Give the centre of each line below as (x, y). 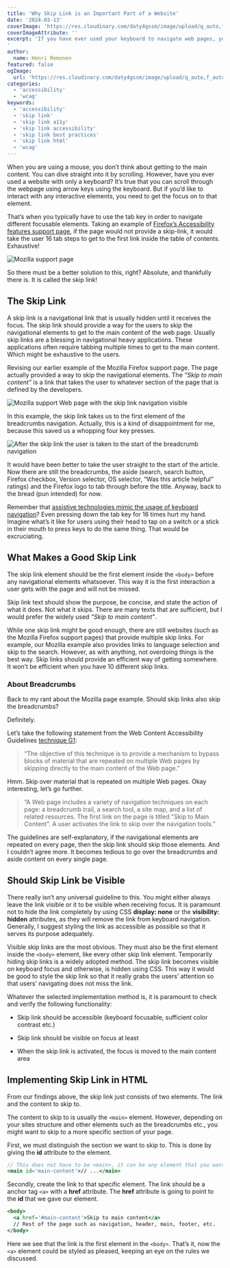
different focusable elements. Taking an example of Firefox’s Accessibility (111, 224)
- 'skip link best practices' (56, 134)
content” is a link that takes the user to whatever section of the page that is (113, 382)
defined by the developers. (45, 389)
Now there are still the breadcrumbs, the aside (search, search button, (106, 471)
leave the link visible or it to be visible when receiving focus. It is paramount (114, 904)
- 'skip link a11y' (41, 122)
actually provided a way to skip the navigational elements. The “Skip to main (115, 375)
